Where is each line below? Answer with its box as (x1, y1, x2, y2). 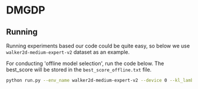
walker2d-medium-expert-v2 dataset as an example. (6, 49, 130, 56)
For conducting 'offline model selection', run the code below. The (6, 60, 164, 67)
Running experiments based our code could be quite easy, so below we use (6, 42, 190, 49)
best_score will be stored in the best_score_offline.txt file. (6, 66, 152, 73)
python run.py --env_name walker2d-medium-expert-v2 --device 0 (6, 77, 167, 83)
